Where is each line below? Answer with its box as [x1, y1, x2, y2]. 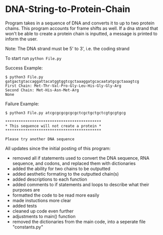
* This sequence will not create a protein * [5, 123, 101, 128]
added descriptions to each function [12, 176, 87, 182]
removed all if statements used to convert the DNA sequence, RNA [12, 155, 150, 161]
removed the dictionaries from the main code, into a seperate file [12, 219, 146, 225]
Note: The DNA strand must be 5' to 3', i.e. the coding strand [5, 45, 130, 51]
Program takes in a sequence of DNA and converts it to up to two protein [5, 20, 155, 26]
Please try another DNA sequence [5, 136, 75, 142]
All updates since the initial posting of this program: [5, 145, 111, 151]
